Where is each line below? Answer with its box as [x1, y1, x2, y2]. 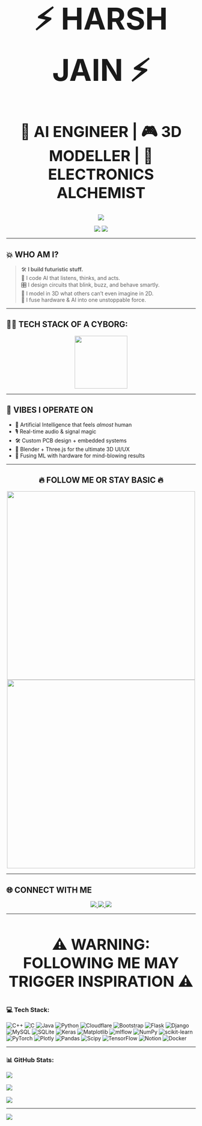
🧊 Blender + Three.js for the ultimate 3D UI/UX [14, 445, 130, 453]
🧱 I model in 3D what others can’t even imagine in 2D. [20, 290, 154, 297]
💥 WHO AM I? [6, 249, 59, 259]
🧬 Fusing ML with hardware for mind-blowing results [14, 452, 145, 459]
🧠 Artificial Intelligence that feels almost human [14, 421, 132, 428]
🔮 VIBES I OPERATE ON [6, 405, 93, 415]
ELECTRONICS [47, 165, 155, 183]
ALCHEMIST [56, 183, 146, 202]
